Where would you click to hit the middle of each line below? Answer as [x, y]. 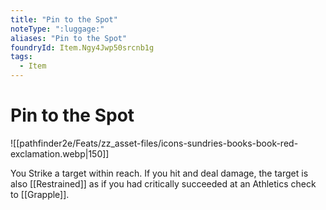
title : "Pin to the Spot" [64, 19]
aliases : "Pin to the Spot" [69, 38]
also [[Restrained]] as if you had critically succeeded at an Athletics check [163, 183]
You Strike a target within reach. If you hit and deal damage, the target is [159, 173]
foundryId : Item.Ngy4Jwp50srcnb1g [82, 47]
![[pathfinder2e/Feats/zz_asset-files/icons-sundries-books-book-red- [154, 143]
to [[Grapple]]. [40, 194]
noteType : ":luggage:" [57, 29]
